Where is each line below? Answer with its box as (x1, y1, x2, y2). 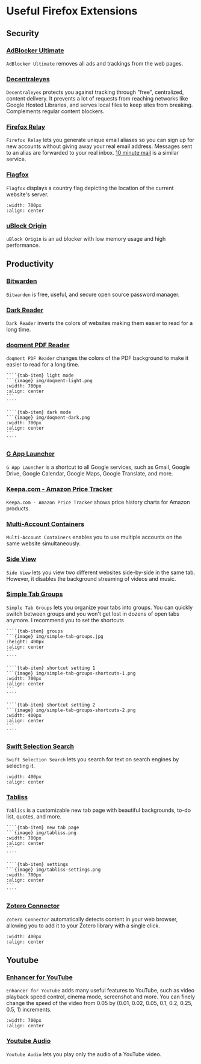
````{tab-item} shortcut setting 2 (6, 702, 96, 708)
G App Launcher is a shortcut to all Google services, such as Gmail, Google (6, 463, 190, 471)
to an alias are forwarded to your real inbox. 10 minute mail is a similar (6, 149, 179, 156)
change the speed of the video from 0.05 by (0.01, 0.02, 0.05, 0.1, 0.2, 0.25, (6, 1000, 193, 1007)
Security (6, 28, 39, 39)
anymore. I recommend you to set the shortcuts (6, 616, 125, 623)
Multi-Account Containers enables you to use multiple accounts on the (6, 534, 182, 541)
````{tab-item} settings (6, 862, 69, 868)
